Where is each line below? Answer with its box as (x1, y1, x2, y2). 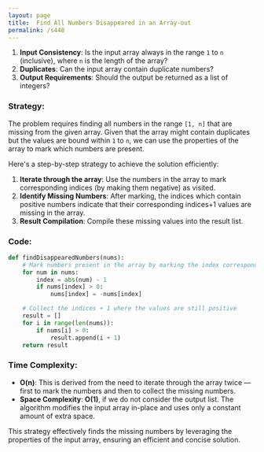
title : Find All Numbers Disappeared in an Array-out (8, 19, 192, 27)
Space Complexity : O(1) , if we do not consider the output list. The (19, 395, 234, 404)
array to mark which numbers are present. (8, 143, 145, 154)
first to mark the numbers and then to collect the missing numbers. (19, 386, 236, 395)
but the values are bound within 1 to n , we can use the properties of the (8, 135, 239, 145)
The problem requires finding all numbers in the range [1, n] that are (8, 119, 233, 128)
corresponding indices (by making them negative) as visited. (19, 183, 216, 192)
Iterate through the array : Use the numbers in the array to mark (19, 174, 226, 183)
